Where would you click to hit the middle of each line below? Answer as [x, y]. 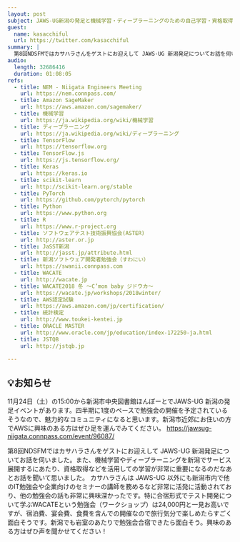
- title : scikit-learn [47, 180]
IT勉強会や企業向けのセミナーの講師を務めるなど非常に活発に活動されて [119, 487]
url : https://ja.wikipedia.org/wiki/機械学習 [87, 120]
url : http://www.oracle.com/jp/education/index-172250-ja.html [116, 333]
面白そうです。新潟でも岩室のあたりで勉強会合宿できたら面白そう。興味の [116, 523]
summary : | [24, 47]
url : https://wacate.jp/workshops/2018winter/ [91, 293]
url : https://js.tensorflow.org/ [70, 160]
